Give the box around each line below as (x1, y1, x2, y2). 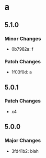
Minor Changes (4, 35, 41, 42)
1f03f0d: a (11, 69, 32, 75)
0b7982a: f (11, 46, 34, 52)
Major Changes (4, 137, 41, 144)
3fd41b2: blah (11, 148, 39, 154)
